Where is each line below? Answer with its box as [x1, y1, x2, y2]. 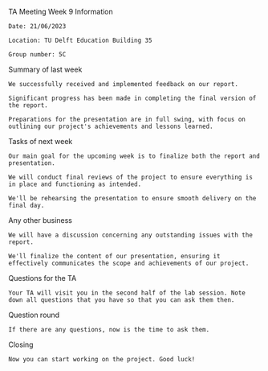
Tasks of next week [8, 137, 73, 146]
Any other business [8, 216, 72, 225]
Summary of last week [8, 64, 83, 74]
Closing [8, 340, 34, 349]
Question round [8, 310, 60, 319]
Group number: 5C [8, 51, 67, 59]
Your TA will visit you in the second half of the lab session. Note [8, 289, 246, 297]
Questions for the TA [8, 274, 77, 282]
